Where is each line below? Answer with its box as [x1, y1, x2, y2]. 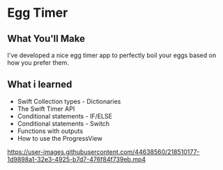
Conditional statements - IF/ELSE [17, 111, 113, 120]
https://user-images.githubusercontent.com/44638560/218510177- [7, 148, 200, 156]
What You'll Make [7, 33, 86, 45]
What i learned [7, 79, 72, 91]
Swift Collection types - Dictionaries [17, 97, 121, 105]
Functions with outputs [17, 127, 84, 135]
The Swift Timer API [17, 105, 75, 113]
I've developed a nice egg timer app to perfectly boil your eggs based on [7, 51, 217, 59]
